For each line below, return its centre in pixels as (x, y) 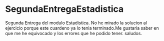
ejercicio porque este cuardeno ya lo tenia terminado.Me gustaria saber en (82, 28)
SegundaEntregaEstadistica (64, 9)
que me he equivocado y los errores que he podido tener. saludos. (74, 33)
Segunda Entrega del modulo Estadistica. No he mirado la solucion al (76, 23)
